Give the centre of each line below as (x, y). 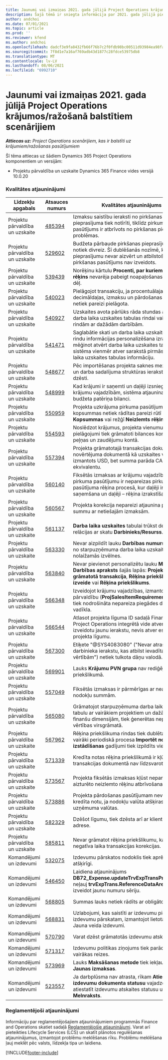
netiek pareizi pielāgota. (101, 304)
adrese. (82, 825)
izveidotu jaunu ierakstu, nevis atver (115, 630)
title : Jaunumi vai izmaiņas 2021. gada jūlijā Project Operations (77, 10)
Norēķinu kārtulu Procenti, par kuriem (118, 271)
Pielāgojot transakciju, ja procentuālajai (118, 291)
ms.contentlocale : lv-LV (31, 61)
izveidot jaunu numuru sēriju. (107, 890)
